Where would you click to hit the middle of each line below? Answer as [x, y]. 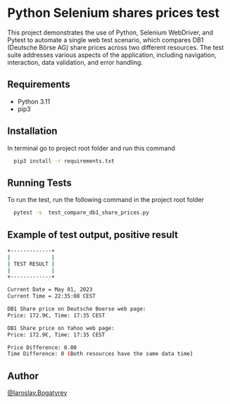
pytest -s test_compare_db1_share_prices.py [82, 213]
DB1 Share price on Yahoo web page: [61, 328]
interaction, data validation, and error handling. [75, 62]
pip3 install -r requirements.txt [64, 161]
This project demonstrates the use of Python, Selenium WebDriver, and [110, 32]
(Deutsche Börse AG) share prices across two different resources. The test [116, 47]
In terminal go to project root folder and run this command [91, 148]
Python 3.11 [34, 101]
